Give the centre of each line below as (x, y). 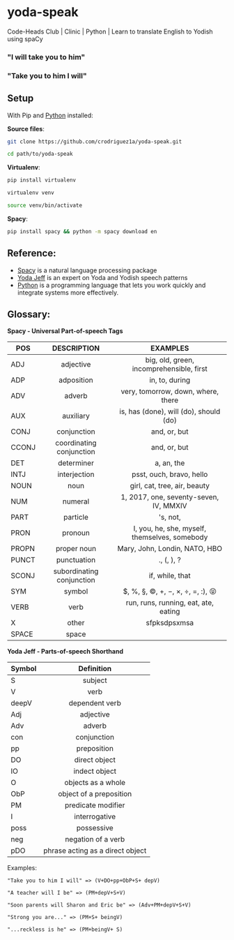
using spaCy (25, 38)
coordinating (76, 443)
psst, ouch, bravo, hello (170, 474)
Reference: (32, 253)
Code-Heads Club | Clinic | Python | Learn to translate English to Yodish (110, 31)
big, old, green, (170, 360)
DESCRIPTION (76, 348)
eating (170, 612)
